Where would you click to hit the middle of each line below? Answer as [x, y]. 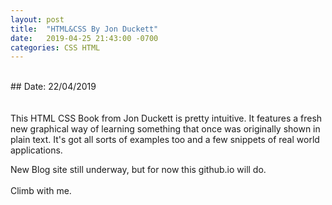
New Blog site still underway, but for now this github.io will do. [138, 170]
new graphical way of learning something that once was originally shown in [165, 129]
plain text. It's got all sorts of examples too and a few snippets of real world [165, 140]
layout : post [37, 19]
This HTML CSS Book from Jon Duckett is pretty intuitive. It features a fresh [166, 118]
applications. [36, 150]
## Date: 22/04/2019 [53, 87]
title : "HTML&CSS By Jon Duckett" [84, 29]
